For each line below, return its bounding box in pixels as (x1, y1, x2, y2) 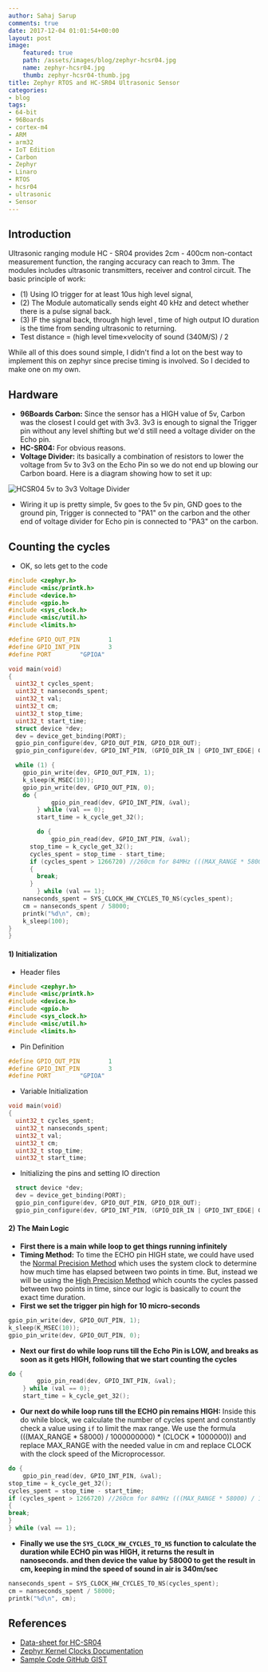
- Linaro (8, 168, 37, 176)
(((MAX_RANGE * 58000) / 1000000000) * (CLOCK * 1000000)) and (19, 1432, 247, 1441)
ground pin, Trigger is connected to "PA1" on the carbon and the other (19, 508, 250, 518)
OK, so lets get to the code (19, 561, 108, 571)
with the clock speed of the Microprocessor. (19, 1449, 166, 1459)
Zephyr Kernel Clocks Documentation (19, 1646, 144, 1656)
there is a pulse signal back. (19, 307, 112, 316)
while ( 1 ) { (15, 761, 56, 769)
